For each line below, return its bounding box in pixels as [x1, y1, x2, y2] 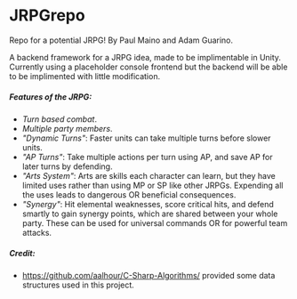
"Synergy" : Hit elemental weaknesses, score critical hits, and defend [21, 198, 274, 209]
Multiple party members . [21, 123, 113, 133]
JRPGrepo [9, 5, 86, 26]
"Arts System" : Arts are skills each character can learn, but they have [21, 170, 276, 181]
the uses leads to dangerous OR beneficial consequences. [21, 189, 237, 200]
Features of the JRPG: [9, 91, 92, 102]
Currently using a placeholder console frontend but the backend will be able [9, 61, 288, 72]
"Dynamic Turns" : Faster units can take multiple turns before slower [21, 133, 271, 143]
